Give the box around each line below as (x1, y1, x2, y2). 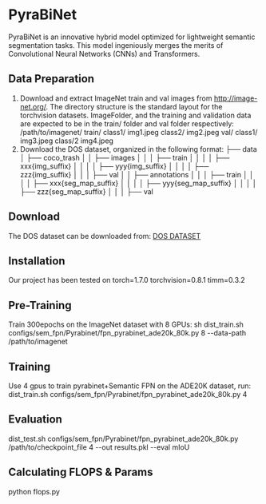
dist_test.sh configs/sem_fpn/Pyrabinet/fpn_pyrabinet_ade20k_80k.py (8, 434, 239, 443)
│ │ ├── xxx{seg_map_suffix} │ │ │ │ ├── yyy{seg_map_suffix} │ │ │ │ (19, 178, 257, 188)
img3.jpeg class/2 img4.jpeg (19, 136, 114, 145)
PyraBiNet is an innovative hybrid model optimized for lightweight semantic (8, 32, 256, 42)
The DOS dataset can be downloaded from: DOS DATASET (8, 231, 201, 240)
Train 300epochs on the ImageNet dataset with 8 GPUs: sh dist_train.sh (8, 319, 244, 329)
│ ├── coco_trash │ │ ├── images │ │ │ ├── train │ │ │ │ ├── (19, 153, 230, 162)
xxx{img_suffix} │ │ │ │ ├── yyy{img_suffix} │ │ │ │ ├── (19, 161, 209, 171)
